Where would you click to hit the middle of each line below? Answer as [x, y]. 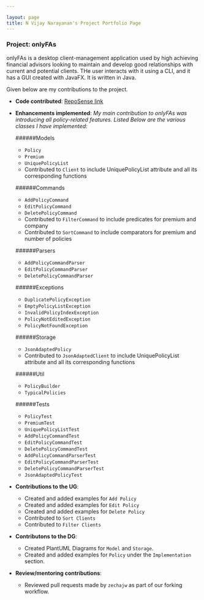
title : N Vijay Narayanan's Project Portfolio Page [74, 23]
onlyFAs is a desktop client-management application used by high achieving [102, 58]
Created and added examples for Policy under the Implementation [108, 555]
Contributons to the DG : [46, 536]
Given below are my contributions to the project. [67, 89]
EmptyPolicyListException [57, 306]
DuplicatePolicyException [57, 300]
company [36, 226]
